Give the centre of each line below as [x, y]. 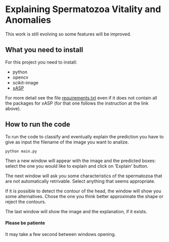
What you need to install [44, 50]
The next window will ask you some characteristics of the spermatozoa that [84, 176]
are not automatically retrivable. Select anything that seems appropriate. [80, 181]
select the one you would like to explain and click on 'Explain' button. [77, 166]
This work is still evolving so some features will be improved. [68, 34]
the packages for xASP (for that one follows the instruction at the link [77, 103]
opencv [20, 77]
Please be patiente [25, 223]
